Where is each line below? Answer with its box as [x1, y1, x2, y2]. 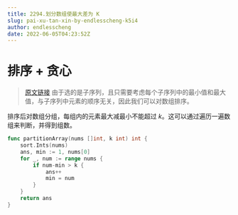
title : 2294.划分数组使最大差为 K [7, 10, 100, 18]
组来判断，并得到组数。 [7, 121, 76, 130]
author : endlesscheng [7, 23, 72, 31]
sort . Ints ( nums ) [20, 142, 69, 150]
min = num [45, 175, 75, 182]
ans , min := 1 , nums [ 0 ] [20, 148, 91, 155]
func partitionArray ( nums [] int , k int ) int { [7, 135, 148, 142]
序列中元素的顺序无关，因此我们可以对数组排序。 [49, 97, 193, 105]
